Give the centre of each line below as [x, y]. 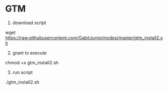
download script [29, 23]
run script [22, 72]
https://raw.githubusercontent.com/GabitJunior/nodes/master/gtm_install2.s [84, 38]
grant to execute [29, 53]
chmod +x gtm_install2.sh [32, 62]
